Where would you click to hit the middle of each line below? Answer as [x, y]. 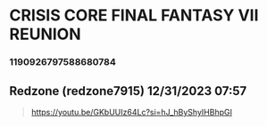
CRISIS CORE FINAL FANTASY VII [134, 16]
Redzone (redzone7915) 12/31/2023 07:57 [128, 91]
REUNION [46, 34]
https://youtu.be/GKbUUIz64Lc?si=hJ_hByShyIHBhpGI [131, 112]
